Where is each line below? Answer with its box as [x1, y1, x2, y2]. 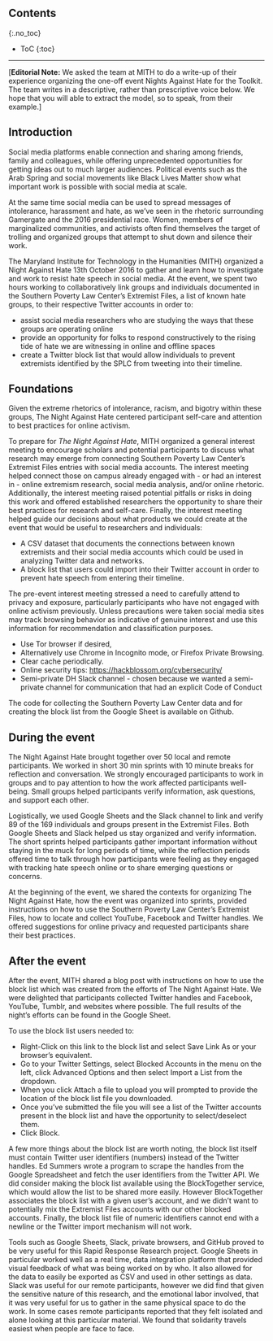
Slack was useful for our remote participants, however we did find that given [8, 1281, 264, 1291]
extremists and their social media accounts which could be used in [19, 547, 244, 557]
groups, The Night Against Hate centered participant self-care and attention [8, 412, 262, 422]
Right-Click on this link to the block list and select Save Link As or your [19, 1042, 257, 1051]
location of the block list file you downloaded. [19, 1094, 173, 1104]
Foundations [8, 382, 74, 396]
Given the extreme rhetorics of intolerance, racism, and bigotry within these [8, 403, 262, 413]
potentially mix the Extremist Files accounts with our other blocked [8, 1204, 232, 1214]
